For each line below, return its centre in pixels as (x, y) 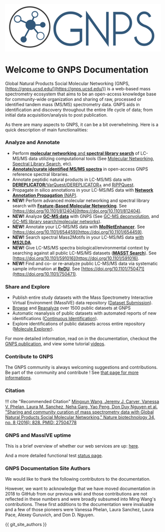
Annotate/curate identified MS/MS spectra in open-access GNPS (80, 169)
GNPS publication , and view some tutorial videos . (55, 344)
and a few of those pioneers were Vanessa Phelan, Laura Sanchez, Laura (80, 510)
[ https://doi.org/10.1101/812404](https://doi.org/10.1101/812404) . (77, 211)
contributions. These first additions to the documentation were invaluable (80, 504)
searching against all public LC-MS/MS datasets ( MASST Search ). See (84, 253)
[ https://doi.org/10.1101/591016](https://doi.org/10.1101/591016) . (76, 258)
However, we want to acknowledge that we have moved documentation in (80, 489)
